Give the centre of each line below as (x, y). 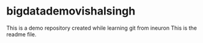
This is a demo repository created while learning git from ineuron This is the (102, 28)
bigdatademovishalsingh (71, 11)
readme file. (21, 34)
